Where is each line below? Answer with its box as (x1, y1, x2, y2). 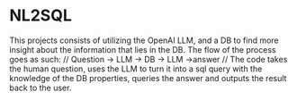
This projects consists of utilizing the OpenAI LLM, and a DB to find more (9, 35, 279, 46)
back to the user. (9, 82, 72, 93)
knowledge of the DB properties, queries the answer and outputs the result (9, 72, 287, 83)
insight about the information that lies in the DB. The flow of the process (9, 44, 276, 54)
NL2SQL (9, 5, 72, 26)
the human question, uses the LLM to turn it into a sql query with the (9, 63, 263, 74)
